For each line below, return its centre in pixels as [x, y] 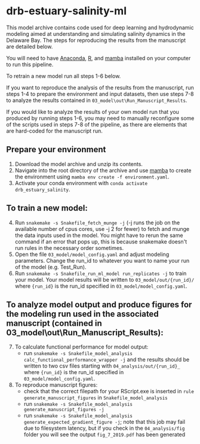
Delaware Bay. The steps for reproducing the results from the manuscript [96, 40]
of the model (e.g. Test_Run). [50, 267]
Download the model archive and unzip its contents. [79, 164]
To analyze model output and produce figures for [99, 305]
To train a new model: [47, 208]
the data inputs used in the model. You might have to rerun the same [99, 235]
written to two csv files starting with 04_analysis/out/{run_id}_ [102, 366]
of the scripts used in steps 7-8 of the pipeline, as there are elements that [96, 124]
